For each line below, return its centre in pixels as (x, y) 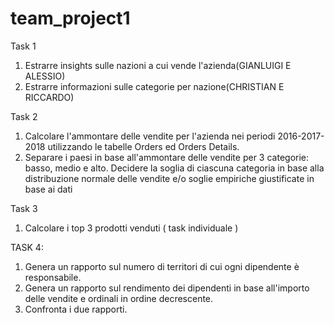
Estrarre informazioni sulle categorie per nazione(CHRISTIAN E (154, 86)
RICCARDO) (49, 97)
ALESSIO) (45, 76)
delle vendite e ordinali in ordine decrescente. (119, 298)
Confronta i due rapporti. (76, 309)
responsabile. (53, 277)
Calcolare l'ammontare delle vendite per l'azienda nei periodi (150, 136)
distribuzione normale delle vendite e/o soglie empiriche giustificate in (169, 178)
